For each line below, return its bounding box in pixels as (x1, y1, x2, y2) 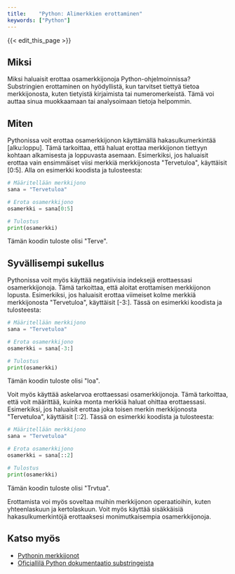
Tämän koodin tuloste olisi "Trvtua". (7, 484, 110, 492)
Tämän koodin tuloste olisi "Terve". (7, 237, 108, 245)
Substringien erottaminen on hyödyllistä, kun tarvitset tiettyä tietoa (7, 82, 200, 91)
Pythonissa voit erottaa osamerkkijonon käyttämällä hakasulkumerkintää (7, 136, 216, 144)
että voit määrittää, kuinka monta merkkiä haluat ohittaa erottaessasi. (7, 397, 207, 406)
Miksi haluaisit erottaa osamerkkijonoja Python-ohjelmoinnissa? (7, 75, 191, 83)
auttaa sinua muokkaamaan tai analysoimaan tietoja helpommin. (7, 97, 192, 106)
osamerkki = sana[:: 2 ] (7, 452, 74, 459)
